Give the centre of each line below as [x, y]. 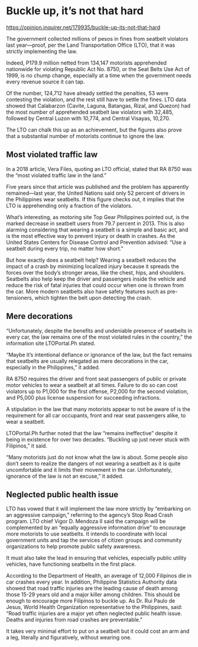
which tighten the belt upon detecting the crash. [93, 298]
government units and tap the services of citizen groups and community [94, 540]
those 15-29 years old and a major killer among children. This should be [93, 595]
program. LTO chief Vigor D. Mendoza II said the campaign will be [86, 522]
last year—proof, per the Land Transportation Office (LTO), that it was [91, 45]
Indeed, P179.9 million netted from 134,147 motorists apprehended [87, 63]
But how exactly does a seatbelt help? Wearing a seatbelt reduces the [91, 260]
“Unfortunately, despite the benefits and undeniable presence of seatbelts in [99, 330]
